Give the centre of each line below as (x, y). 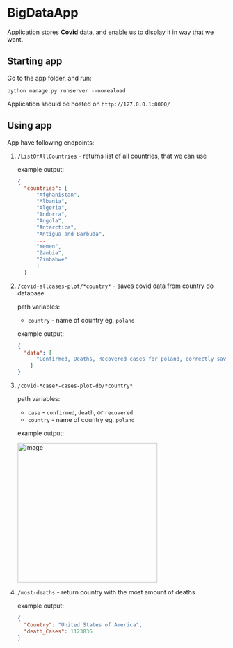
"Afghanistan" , (58, 195)
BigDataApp (43, 13)
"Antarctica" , (56, 227)
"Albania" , (52, 202)
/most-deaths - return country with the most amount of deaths (106, 592)
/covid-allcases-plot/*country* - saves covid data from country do (115, 286)
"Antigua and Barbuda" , (71, 234)
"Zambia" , (50, 253)
